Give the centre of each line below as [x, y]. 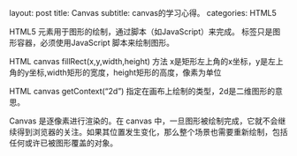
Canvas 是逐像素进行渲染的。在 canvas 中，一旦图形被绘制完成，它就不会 [144, 121]
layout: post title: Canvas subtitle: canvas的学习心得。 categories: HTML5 [143, 13]
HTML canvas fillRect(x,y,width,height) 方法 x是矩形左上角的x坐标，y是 [138, 61]
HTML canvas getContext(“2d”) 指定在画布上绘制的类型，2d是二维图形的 [142, 91]
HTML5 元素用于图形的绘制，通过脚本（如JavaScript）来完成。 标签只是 [141, 32]
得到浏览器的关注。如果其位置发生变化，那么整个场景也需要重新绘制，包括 [152, 132]
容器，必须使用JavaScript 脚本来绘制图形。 [95, 43]
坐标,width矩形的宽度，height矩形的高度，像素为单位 [125, 72]
